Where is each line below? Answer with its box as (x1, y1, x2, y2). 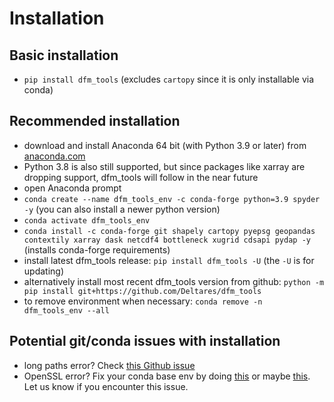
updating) (23, 265, 65, 277)
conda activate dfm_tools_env (23, 215, 151, 226)
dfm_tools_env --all (23, 305, 110, 316)
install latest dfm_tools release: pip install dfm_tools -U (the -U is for (23, 254, 315, 266)
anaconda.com (23, 150, 86, 162)
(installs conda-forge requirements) (23, 243, 171, 256)
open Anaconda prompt (23, 182, 122, 194)
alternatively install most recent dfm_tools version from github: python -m (23, 275, 325, 287)
